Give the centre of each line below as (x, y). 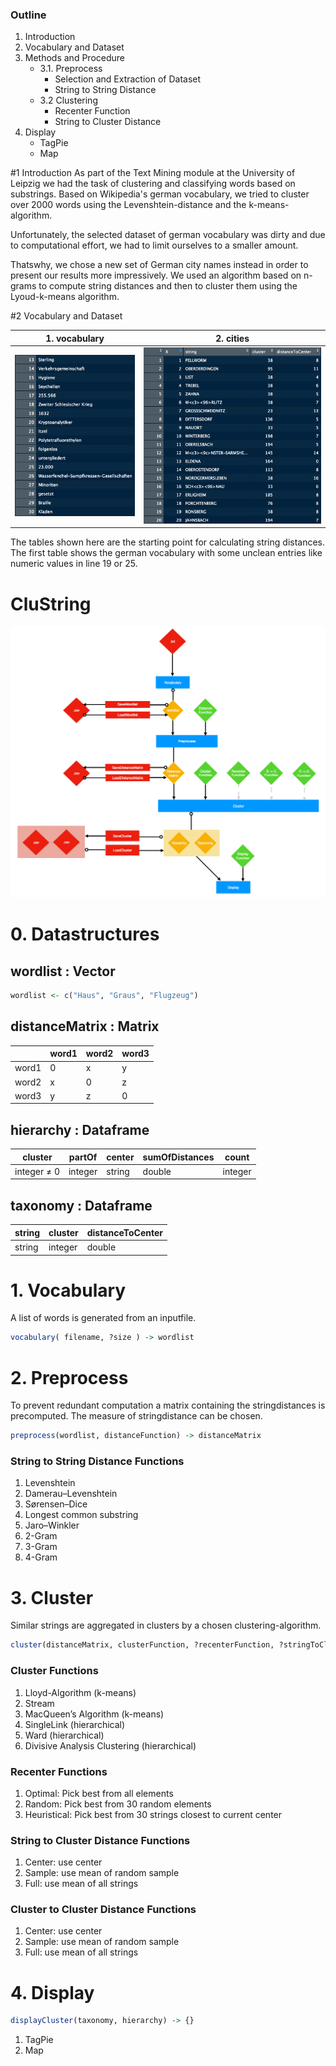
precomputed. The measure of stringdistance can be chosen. (136, 1416)
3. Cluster (52, 1597)
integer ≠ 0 (37, 1171)
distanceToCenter (124, 1232)
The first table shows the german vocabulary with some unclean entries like (166, 553)
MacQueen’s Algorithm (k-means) (94, 1714)
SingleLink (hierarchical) (75, 1724)
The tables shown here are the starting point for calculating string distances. (168, 542)
